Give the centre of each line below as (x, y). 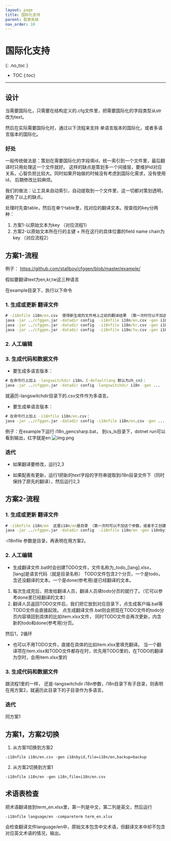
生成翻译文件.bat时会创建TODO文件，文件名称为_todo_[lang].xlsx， (83, 567)
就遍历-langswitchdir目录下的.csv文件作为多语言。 (58, 396)
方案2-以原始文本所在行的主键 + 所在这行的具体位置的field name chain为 (89, 231)
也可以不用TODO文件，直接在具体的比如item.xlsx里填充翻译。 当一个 (85, 644)
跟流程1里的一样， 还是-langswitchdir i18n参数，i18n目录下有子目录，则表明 (84, 684)
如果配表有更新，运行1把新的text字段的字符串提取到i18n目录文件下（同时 (89, 475)
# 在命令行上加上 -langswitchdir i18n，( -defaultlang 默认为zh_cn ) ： (76, 381)
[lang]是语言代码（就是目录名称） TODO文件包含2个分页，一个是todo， (88, 573)
